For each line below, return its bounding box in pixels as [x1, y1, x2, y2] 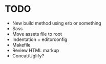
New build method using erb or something [12, 20, 101, 26]
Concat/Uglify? [12, 52, 45, 59]
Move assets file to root [12, 31, 62, 37]
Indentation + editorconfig [12, 36, 68, 42]
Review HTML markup [12, 47, 59, 53]
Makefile [12, 41, 31, 48]
